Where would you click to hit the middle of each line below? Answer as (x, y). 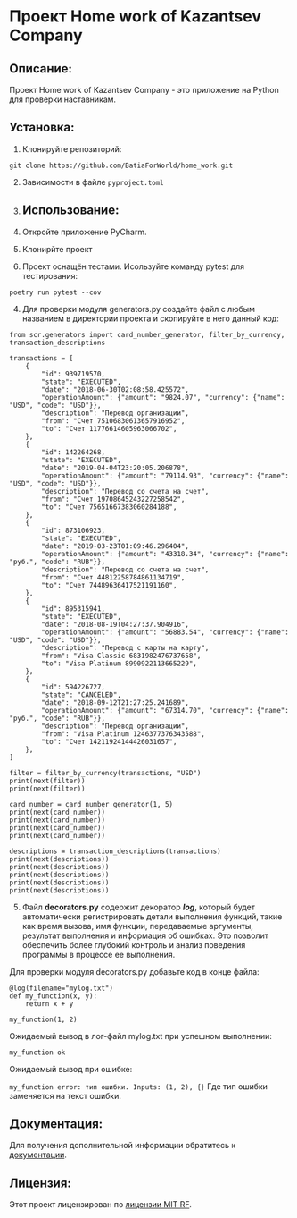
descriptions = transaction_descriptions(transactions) (115, 851)
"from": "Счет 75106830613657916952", (113, 421)
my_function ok (37, 1053)
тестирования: (50, 275)
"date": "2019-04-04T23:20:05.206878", (115, 468)
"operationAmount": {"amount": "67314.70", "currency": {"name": (165, 710)
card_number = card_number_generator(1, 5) (91, 804)
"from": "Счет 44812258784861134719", (113, 577)
